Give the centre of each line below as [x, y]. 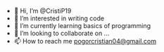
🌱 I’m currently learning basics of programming [82, 26]
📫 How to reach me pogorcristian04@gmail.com [85, 41]
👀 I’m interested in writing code [59, 18]
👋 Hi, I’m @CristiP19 [43, 11]
